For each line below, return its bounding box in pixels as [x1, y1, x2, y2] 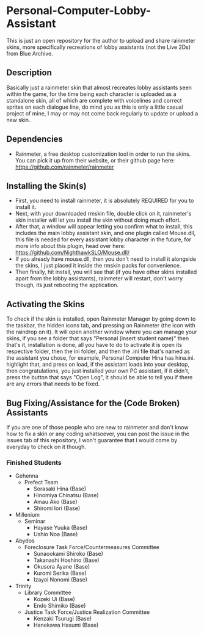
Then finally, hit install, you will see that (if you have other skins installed [15, 268, 197, 275]
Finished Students [6, 458, 62, 467]
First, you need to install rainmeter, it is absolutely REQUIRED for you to [15, 197, 194, 205]
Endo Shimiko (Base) [33, 602, 86, 610]
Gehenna [15, 472, 38, 479]
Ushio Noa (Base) [33, 531, 78, 538]
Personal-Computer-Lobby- [6, 4, 151, 18]
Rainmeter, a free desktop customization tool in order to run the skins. [15, 150, 191, 158]
